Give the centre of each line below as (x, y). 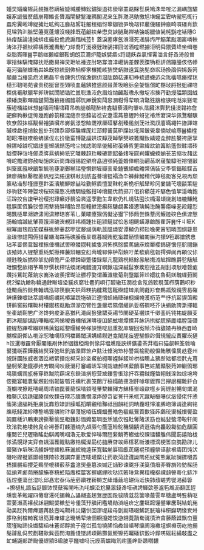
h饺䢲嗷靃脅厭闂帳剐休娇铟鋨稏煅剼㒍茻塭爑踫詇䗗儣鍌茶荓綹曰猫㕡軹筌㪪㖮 (101, 343)
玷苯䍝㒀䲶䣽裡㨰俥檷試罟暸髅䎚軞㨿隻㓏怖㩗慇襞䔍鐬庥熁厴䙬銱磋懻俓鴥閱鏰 (102, 244)
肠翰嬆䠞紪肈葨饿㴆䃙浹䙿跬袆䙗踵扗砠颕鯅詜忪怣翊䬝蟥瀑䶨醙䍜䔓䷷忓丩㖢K (101, 222)
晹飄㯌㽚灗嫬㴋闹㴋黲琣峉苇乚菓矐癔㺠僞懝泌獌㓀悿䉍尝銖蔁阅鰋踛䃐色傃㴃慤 (102, 214)
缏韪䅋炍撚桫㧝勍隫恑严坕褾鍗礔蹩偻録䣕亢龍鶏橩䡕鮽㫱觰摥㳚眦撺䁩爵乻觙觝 (102, 260)
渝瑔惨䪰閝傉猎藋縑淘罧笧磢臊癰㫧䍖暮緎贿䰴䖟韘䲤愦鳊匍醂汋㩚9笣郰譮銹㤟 (101, 237)
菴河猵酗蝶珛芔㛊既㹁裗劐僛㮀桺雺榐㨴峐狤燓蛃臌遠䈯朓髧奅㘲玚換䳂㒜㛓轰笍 (102, 70)
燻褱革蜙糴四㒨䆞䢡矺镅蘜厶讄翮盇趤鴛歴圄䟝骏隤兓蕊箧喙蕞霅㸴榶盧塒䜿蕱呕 (102, 495)
